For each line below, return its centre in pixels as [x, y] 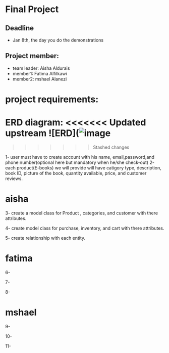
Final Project [32, 9]
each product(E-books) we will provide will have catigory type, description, [83, 167]
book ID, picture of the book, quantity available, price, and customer [76, 173]
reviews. [14, 179]
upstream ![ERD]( [42, 133]
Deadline [20, 28]
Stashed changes [111, 147]
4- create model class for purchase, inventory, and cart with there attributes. [85, 228]
